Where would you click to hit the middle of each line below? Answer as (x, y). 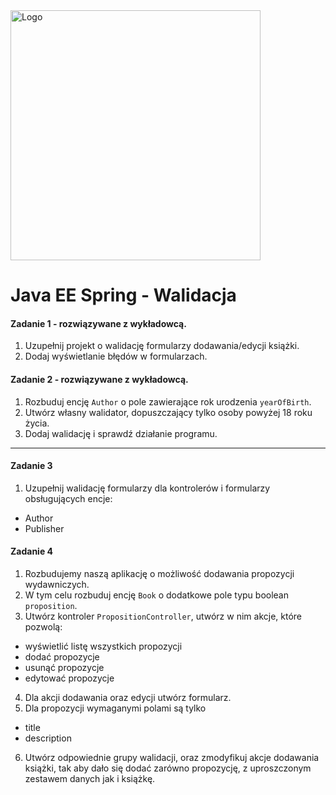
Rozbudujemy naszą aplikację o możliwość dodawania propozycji (159, 573)
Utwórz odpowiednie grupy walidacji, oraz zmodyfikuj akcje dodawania (172, 757)
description (48, 738)
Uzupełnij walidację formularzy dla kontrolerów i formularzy (147, 488)
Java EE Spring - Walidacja (123, 295)
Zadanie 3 (31, 466)
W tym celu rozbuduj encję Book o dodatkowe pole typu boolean (156, 595)
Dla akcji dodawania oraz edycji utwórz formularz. (128, 697)
